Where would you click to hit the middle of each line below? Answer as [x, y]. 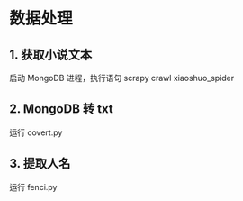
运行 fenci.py [33, 187]
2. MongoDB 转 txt [62, 109]
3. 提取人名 [40, 164]
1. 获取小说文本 [51, 55]
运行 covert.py [36, 132]
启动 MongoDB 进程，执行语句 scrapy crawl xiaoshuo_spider [122, 78]
